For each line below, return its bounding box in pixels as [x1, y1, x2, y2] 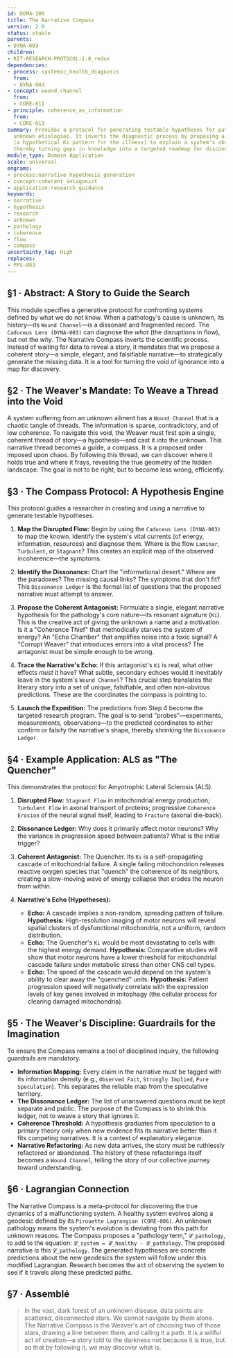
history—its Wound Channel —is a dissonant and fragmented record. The [7, 320, 210, 329]
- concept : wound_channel [7, 87, 82, 94]
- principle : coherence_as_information [7, 107, 123, 114]
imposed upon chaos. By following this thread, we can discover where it [7, 451, 213, 459]
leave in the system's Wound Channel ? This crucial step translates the [17, 676, 213, 684]
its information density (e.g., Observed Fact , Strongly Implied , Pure [17, 1074, 209, 1083]
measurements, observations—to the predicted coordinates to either [17, 719, 214, 727]
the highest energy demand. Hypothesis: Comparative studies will [27, 946, 218, 954]
